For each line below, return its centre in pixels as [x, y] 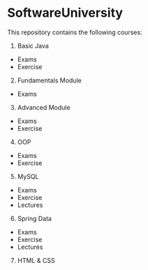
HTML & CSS [36, 260]
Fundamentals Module [49, 80]
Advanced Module [44, 107]
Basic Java [33, 45]
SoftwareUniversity [65, 13]
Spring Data [35, 218]
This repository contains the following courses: [75, 32]
